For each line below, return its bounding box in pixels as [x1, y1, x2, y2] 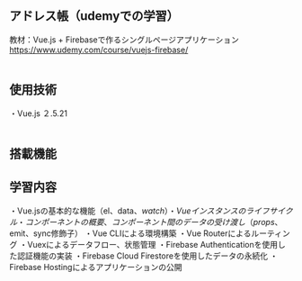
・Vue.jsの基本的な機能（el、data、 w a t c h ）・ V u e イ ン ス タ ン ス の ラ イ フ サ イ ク [9, 205, 293, 216]
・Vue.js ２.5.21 [9, 107, 67, 119]
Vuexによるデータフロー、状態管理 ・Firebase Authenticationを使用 [26, 239, 279, 249]
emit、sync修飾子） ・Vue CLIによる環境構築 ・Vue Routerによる [9, 228, 252, 239]
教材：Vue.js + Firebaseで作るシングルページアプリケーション [9, 34, 240, 45]
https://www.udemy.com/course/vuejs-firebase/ [9, 44, 189, 55]
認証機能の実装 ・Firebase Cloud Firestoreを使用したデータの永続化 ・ [16, 250, 279, 261]
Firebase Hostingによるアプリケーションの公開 [9, 261, 182, 272]
